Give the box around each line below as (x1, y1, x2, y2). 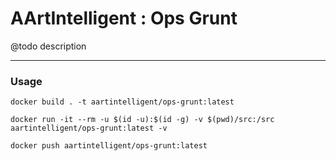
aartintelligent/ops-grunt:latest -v (10, 123, 168, 134)
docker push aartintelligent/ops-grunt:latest (10, 141, 208, 151)
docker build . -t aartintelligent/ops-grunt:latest (10, 97, 235, 107)
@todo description (10, 40, 87, 52)
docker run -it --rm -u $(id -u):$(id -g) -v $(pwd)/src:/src (10, 115, 275, 125)
